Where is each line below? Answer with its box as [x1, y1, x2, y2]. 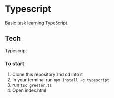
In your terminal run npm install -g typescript [12, 77, 110, 83]
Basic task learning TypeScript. [5, 20, 69, 26]
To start [5, 60, 25, 67]
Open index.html [12, 87, 46, 93]
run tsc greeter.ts [12, 82, 52, 88]
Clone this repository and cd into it [12, 71, 83, 78]
